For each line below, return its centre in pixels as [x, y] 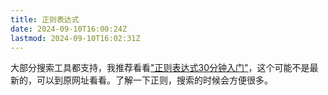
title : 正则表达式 [45, 19]
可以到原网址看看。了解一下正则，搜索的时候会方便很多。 [154, 80]
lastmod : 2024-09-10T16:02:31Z [75, 38]
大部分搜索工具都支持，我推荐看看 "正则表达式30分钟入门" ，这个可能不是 [160, 68]
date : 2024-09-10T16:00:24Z [69, 29]
